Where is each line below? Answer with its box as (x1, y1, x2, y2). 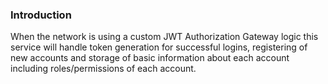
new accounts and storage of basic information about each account (10, 52, 290, 64)
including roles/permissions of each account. (10, 63, 197, 75)
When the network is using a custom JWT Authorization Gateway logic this (10, 31, 319, 43)
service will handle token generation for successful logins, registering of (10, 41, 308, 53)
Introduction (10, 8, 72, 22)
